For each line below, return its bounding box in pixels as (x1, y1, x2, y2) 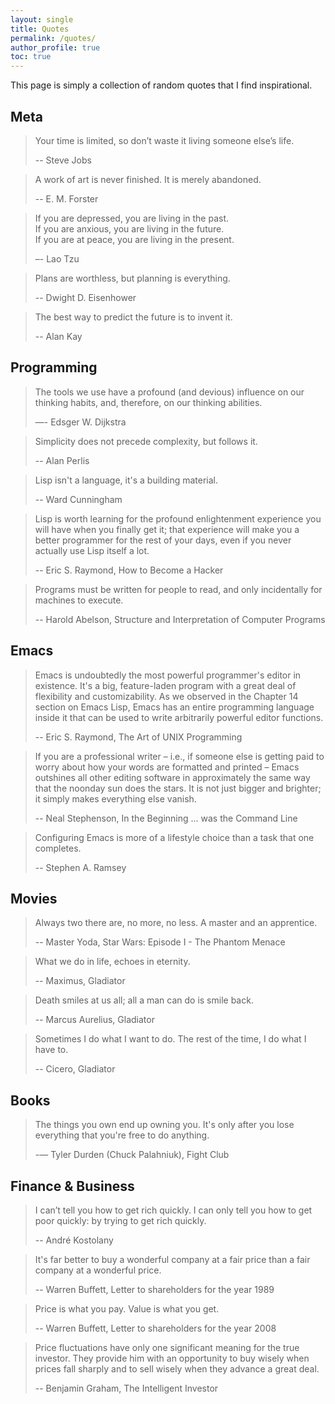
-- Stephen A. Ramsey (34, 861, 127, 873)
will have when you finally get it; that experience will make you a (34, 523, 300, 535)
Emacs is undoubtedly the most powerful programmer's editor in (34, 669, 302, 681)
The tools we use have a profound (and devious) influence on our (34, 386, 305, 398)
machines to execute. (34, 594, 124, 606)
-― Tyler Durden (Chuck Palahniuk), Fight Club (34, 1149, 230, 1161)
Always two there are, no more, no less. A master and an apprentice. (34, 917, 318, 929)
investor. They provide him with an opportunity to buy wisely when (34, 1352, 310, 1364)
